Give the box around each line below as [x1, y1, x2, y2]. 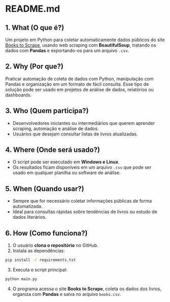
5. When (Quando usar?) [5, 184, 85, 193]
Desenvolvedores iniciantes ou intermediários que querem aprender [12, 120, 155, 126]
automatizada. [12, 204, 43, 210]
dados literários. [12, 214, 47, 220]
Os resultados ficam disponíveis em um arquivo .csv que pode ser [12, 164, 152, 171]
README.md [5, 3, 60, 15]
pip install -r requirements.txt [5, 257, 76, 263]
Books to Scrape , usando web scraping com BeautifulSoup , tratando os [5, 42, 156, 48]
